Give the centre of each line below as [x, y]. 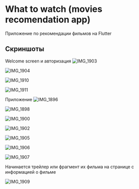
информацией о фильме [30, 172]
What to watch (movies [54, 9]
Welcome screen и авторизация [38, 61]
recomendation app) [48, 20]
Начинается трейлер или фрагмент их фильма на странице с [70, 167]
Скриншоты [25, 49]
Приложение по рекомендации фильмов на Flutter [58, 33]
